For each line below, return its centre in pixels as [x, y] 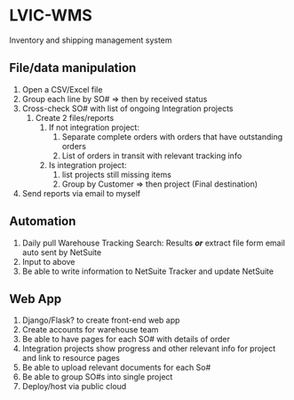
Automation [43, 222]
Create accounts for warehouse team [90, 330]
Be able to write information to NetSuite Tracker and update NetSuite [147, 271]
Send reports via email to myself [81, 193]
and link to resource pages [71, 358]
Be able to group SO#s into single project [97, 377]
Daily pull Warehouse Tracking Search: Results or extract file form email [154, 243]
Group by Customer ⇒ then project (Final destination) [160, 184]
